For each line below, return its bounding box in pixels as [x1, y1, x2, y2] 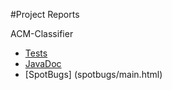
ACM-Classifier [10, 28, 74, 39]
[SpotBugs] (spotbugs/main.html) [24, 69, 163, 80]
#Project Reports [10, 9, 80, 20]
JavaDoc [24, 58, 62, 69]
